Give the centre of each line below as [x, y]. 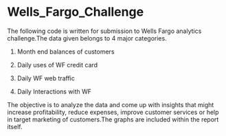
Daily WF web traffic [46, 78]
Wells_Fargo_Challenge [76, 12]
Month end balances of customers [66, 52]
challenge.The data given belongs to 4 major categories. [87, 38]
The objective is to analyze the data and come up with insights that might [111, 104]
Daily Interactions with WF [54, 91]
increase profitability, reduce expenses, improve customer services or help [113, 112]
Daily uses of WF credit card [57, 65]
